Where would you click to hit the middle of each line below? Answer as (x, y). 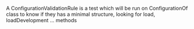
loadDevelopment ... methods (41, 20)
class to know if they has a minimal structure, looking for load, (81, 14)
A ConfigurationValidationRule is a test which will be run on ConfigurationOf (97, 8)
